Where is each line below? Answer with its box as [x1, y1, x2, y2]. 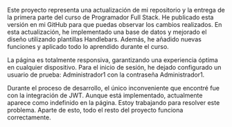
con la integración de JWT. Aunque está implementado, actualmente [7, 91, 203, 99]
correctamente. [7, 113, 51, 121]
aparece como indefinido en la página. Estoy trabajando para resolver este [7, 99, 220, 106]
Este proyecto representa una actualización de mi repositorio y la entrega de [7, 6, 225, 14]
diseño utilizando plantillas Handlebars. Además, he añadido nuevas [7, 35, 202, 43]
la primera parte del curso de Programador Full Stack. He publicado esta [7, 13, 214, 21]
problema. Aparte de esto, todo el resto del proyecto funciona [7, 106, 184, 114]
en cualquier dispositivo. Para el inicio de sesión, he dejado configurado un [7, 63, 222, 71]
